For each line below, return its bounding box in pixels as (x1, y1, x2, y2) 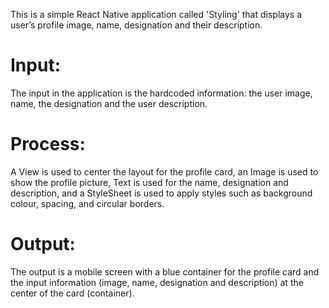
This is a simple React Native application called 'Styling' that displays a (10, 9, 303, 20)
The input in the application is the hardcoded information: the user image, (10, 87, 313, 99)
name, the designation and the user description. (10, 97, 208, 109)
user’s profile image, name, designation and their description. (10, 19, 263, 31)
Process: (10, 133, 86, 156)
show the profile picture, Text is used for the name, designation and (10, 176, 289, 188)
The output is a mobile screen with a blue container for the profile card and (10, 265, 320, 278)
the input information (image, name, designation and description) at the (10, 276, 304, 288)
